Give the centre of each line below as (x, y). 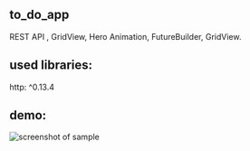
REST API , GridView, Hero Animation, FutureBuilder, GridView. (125, 36)
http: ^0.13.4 (32, 87)
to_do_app (39, 15)
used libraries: (51, 66)
